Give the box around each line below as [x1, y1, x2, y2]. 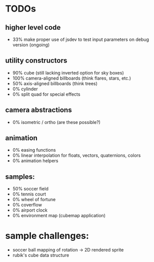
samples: [5, 172, 35, 181]
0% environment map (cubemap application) [12, 213, 106, 219]
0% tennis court [12, 191, 46, 197]
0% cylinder [12, 86, 38, 92]
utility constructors [5, 56, 68, 65]
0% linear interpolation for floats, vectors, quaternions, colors [12, 152, 141, 159]
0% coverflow [12, 202, 42, 208]
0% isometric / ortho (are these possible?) [12, 119, 101, 125]
